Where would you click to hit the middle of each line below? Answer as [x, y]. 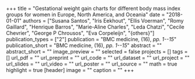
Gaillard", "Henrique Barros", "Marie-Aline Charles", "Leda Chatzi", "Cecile [95, 27]
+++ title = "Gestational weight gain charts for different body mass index [93, 8]
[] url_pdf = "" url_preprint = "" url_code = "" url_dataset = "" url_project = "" [98, 58]
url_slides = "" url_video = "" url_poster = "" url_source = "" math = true [92, 64]
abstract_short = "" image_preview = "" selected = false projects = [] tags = [97, 51]
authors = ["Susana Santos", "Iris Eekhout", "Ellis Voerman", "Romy [103, 21]
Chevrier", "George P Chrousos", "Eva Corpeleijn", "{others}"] [80, 33]
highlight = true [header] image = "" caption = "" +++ [70, 70]
